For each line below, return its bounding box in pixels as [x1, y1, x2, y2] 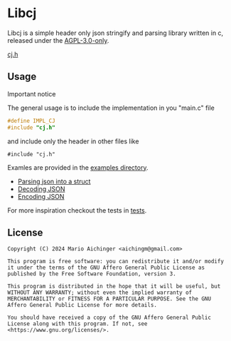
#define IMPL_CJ [7, 117, 55, 124]
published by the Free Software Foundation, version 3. [7, 270, 176, 278]
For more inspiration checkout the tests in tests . [7, 205, 147, 215]
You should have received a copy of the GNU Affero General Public [7, 314, 212, 322]
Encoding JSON [17, 192, 65, 200]
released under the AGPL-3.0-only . [7, 36, 109, 44]
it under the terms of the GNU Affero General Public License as [7, 264, 205, 272]
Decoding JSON [17, 184, 65, 193]
